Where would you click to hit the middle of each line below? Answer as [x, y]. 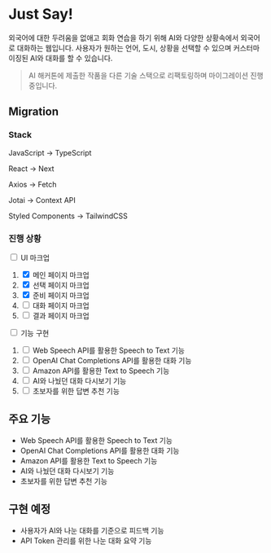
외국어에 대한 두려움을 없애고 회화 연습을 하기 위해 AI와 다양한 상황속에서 [124, 37]
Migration [34, 112]
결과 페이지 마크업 [61, 315]
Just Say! [41, 14]
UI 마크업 [35, 257]
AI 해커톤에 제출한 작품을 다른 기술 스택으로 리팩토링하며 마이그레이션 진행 [146, 75]
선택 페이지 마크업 [61, 285]
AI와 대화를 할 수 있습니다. [71, 58]
